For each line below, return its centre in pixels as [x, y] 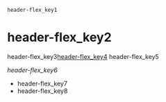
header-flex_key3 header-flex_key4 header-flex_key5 [83, 56]
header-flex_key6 [32, 70]
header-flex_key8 [42, 91]
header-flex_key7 [42, 83]
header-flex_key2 [60, 37]
